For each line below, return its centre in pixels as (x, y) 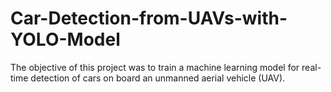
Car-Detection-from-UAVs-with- (149, 18)
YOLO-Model (65, 39)
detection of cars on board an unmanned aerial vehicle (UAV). (158, 78)
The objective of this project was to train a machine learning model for (155, 67)
